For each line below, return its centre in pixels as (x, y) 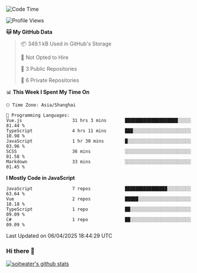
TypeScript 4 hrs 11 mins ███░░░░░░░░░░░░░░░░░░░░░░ (99, 131)
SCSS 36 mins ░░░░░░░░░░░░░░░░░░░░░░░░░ (99, 152)
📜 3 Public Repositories (49, 69)
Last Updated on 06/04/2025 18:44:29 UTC (59, 236)
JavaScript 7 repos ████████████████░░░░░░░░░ (99, 189)
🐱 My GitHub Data (29, 32)
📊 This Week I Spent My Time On (48, 92)
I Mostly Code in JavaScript (41, 178)
